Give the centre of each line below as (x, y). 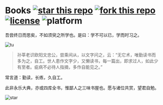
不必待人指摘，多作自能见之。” (72, 67)
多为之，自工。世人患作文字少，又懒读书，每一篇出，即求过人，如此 (85, 61)
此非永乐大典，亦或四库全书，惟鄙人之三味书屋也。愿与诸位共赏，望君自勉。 (82, 87)
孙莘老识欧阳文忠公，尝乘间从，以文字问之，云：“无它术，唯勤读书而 (86, 55)
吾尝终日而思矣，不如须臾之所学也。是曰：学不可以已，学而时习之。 (73, 35)
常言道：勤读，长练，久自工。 (35, 77)
